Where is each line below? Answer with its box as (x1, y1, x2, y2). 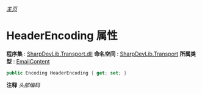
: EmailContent (13, 57, 50, 65)
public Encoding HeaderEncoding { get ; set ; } (6, 70, 127, 76)
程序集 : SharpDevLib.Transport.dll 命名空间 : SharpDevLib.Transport (6, 50, 179, 57)
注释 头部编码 (6, 82, 40, 89)
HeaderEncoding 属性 (6, 29, 118, 42)
